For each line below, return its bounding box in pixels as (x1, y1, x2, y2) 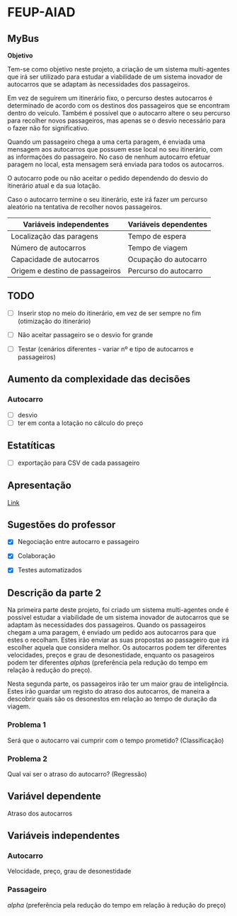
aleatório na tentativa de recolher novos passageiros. (7, 203, 163, 211)
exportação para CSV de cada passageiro (17, 458, 140, 467)
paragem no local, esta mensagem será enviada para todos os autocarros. (7, 160, 224, 169)
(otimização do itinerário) (17, 317, 91, 325)
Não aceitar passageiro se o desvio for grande (17, 330, 154, 339)
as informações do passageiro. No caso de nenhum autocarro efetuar (7, 153, 211, 161)
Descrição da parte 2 (7, 587, 101, 599)
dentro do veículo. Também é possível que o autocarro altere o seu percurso (7, 109, 231, 117)
